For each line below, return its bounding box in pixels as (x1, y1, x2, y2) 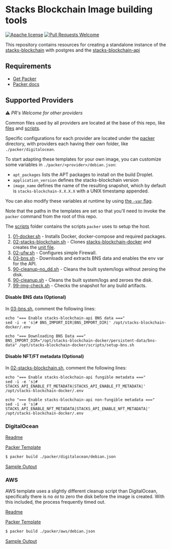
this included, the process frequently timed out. (5, 499, 106, 505)
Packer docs (12, 81, 40, 87)
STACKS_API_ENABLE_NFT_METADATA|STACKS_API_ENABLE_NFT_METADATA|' (5, 406, 150, 411)
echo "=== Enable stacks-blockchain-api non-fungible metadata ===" (5, 397, 155, 402)
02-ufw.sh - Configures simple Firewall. (12, 250, 97, 256)
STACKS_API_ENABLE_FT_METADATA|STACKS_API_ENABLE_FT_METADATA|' (5, 383, 146, 389)
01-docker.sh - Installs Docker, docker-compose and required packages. (12, 233, 166, 239)
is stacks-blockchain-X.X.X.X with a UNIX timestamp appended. (12, 188, 149, 194)
